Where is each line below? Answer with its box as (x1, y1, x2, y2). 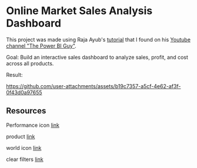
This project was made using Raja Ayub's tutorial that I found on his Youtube (6, 36, 191, 43)
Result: (6, 71, 23, 78)
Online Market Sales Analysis (6, 4, 153, 18)
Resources (6, 106, 46, 116)
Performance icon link (6, 122, 60, 129)
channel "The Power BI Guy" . (6, 42, 76, 49)
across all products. (6, 60, 54, 67)
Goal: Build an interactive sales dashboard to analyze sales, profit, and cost (6, 53, 188, 61)
